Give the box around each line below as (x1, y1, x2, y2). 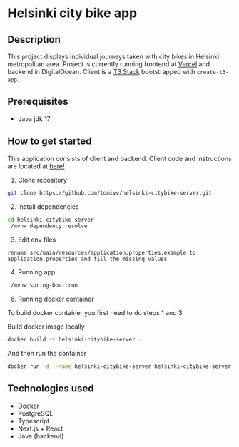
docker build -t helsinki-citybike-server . (7, 336, 142, 344)
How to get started (7, 135, 92, 148)
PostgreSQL (17, 409, 54, 418)
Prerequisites (7, 96, 68, 108)
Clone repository (17, 175, 68, 184)
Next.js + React (17, 424, 63, 433)
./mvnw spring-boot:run (7, 282, 78, 289)
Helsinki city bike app (7, 5, 138, 21)
